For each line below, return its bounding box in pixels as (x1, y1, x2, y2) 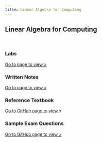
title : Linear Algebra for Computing (5, 7, 82, 12)
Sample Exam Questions (5, 120, 64, 127)
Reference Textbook (5, 97, 54, 103)
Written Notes (5, 74, 39, 81)
